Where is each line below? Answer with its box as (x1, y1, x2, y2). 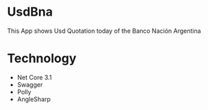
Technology (7, 51, 77, 66)
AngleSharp (16, 95, 51, 103)
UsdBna (7, 4, 54, 20)
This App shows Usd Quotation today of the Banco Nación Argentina (7, 27, 201, 35)
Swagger (16, 80, 43, 89)
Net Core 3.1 (16, 73, 52, 81)
